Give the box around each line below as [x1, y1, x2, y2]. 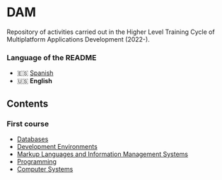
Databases [16, 135, 49, 143]
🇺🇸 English [16, 77, 52, 85]
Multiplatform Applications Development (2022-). [6, 35, 150, 43]
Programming [16, 157, 57, 166]
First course [6, 119, 49, 128]
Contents [6, 97, 49, 109]
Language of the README [6, 52, 97, 62]
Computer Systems [16, 164, 74, 173]
